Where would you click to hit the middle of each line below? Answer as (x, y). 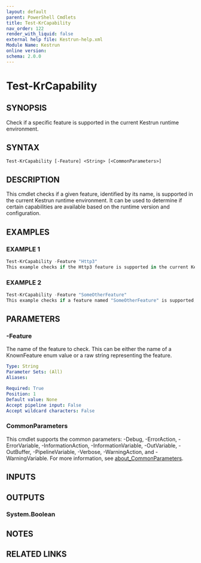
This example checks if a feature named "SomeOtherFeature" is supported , (101, 300)
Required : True (25, 389)
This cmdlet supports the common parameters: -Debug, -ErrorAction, (92, 439)
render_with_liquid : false (40, 34)
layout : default (26, 12)
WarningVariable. (28, 458)
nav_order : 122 (25, 28)
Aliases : (17, 378)
